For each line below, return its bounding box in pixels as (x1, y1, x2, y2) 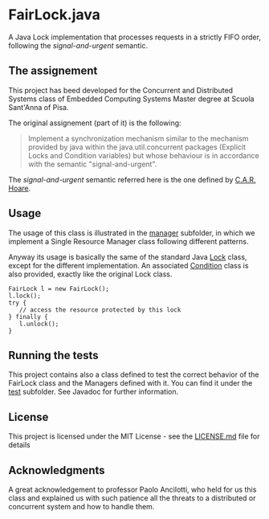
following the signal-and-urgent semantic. (8, 40, 149, 50)
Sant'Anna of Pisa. (8, 102, 69, 112)
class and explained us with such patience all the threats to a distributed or (8, 493, 256, 503)
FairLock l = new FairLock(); (8, 284, 110, 292)
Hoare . (8, 183, 31, 193)
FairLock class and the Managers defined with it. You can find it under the (8, 378, 253, 388)
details (8, 440, 31, 450)
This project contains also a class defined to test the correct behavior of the (8, 370, 259, 379)
